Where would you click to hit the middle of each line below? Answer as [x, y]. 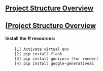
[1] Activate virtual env [42, 49]
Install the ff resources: [30, 39]
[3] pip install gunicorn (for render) [57, 59]
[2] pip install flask [38, 54]
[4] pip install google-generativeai [54, 63]
